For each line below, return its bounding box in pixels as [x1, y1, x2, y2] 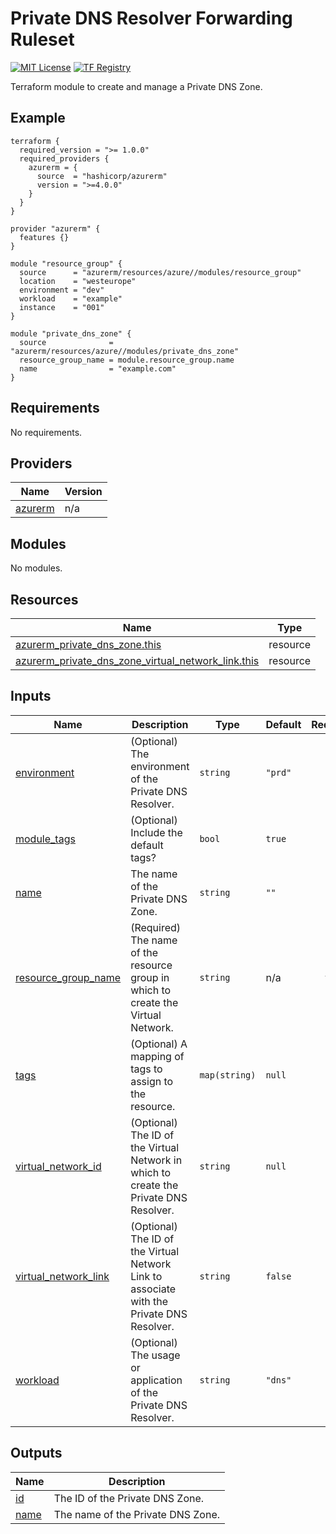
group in [130, 970, 170, 984]
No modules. [10, 562, 63, 574]
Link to [130, 1269, 163, 1283]
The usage [130, 1348, 181, 1362]
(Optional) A [130, 1037, 188, 1051]
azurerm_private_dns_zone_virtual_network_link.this [15, 654, 260, 667]
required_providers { [19, 153, 110, 164]
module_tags [15, 832, 76, 846]
